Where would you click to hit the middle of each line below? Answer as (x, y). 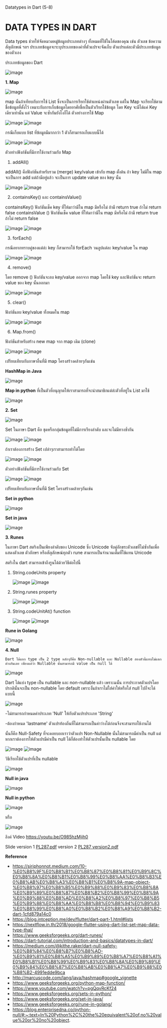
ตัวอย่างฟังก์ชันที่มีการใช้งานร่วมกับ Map (38, 152)
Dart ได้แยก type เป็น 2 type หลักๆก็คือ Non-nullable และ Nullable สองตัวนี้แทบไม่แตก (83, 659)
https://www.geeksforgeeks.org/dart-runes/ (58, 935)
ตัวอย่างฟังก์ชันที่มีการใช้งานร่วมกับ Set (37, 469)
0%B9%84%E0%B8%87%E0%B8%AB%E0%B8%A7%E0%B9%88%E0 (87, 967)
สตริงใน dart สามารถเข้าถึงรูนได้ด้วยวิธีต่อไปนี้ (43, 562)
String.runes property (35, 592)
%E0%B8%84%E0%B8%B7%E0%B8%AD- (58, 951)
